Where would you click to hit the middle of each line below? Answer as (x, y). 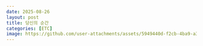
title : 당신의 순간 (27, 23)
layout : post (23, 17)
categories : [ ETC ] (29, 28)
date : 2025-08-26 (28, 12)
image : (14, 34)
